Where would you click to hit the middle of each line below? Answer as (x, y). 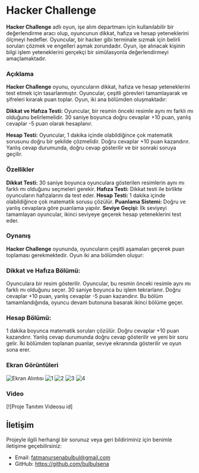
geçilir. (14, 154)
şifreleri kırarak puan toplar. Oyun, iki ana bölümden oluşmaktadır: (87, 99)
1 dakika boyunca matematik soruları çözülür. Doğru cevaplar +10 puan (93, 331)
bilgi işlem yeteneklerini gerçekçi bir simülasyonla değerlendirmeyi (88, 52)
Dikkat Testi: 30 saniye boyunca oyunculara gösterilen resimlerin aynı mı (96, 183)
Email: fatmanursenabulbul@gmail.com (63, 457)
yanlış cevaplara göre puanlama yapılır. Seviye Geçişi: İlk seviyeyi (87, 208)
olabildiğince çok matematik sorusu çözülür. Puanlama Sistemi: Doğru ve (96, 201)
